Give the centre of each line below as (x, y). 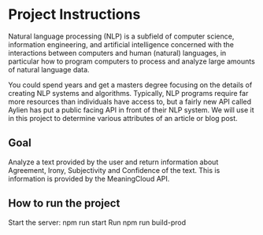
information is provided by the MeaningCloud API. (89, 178)
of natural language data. (49, 69)
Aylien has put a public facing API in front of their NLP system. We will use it (131, 110)
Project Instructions (74, 15)
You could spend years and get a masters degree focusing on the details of (130, 85)
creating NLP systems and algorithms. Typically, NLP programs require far (128, 93)
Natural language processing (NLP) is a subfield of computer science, (121, 36)
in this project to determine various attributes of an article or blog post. (123, 118)
